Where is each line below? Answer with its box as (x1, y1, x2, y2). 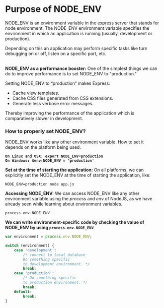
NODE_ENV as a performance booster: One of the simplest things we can (5, 65, 158, 71)
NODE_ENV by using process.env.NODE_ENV (5, 225, 94, 231)
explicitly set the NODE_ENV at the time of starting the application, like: (5, 172, 151, 178)
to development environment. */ (23, 261, 90, 266)
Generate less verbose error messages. (12, 100, 94, 106)
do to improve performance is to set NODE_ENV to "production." (5, 70, 137, 76)
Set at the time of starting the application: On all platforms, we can (5, 167, 144, 173)
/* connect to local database (23, 252, 85, 257)
